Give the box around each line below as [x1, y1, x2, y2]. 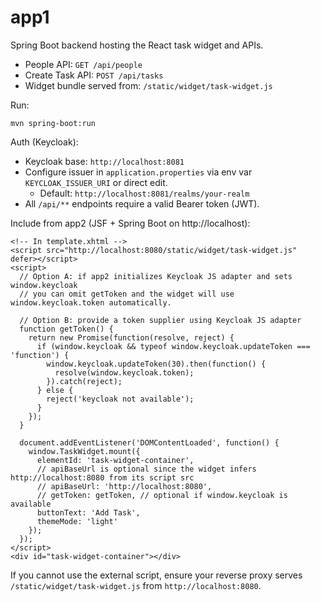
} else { [36, 385, 74, 395]
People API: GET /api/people [24, 58, 143, 70]
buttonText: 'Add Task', [36, 507, 141, 518]
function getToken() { [19, 324, 114, 334]
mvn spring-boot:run [10, 118, 97, 128]
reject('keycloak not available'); [46, 394, 195, 404]
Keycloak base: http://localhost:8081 [24, 155, 185, 167]
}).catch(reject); [46, 376, 123, 386]
